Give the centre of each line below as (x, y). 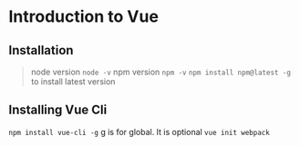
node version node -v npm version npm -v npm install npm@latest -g (160, 72)
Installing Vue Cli (58, 110)
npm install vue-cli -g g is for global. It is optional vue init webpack (139, 131)
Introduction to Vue (83, 17)
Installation (41, 50)
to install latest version (73, 82)
